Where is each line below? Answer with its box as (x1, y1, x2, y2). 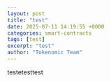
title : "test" (7, 17, 49, 24)
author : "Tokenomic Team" (7, 49, 82, 56)
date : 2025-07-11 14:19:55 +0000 (7, 23, 105, 30)
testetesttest (7, 67, 43, 76)
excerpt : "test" (7, 42, 54, 49)
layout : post (7, 10, 45, 17)
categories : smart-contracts (7, 29, 92, 37)
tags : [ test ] (7, 36, 45, 43)
